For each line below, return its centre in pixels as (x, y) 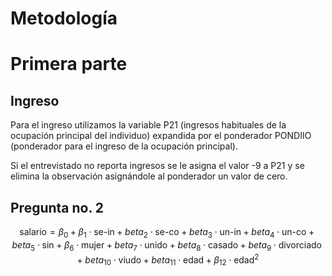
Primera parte (69, 64)
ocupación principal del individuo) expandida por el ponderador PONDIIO (161, 136)
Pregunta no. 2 (57, 207)
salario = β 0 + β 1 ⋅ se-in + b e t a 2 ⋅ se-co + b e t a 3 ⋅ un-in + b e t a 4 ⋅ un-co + (167, 233)
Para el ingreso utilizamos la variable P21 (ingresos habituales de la (148, 125)
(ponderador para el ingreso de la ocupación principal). (124, 146)
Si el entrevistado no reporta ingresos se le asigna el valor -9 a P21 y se (157, 166)
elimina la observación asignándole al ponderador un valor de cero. (149, 176)
